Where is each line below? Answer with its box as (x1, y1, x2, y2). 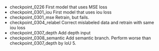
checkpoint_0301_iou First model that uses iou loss (9, 9, 112, 15)
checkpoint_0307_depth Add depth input (9, 30, 91, 35)
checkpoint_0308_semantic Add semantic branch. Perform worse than (9, 35, 151, 41)
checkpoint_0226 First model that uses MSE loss (9, 4, 107, 10)
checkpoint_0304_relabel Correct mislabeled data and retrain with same (9, 19, 154, 25)
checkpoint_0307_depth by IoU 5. (9, 40, 76, 46)
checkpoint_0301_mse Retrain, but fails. (9, 15, 89, 20)
